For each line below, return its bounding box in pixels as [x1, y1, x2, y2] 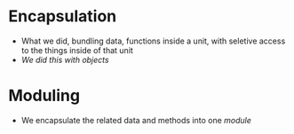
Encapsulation [8, 6, 117, 27]
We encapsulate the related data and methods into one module [20, 114, 252, 125]
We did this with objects [20, 54, 109, 65]
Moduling [8, 86, 81, 106]
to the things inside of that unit [20, 44, 134, 55]
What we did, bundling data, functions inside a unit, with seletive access [20, 35, 286, 46]
